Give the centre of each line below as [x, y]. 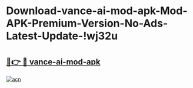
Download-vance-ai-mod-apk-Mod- [97, 11]
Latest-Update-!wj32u [62, 36]
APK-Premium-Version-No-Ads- [87, 23]
